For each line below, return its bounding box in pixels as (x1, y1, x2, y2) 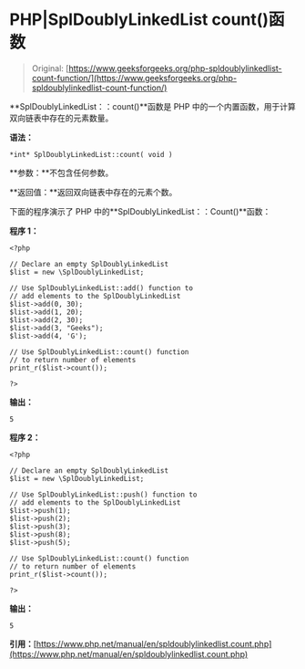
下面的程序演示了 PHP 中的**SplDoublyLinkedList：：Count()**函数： (9, 205, 271, 216)
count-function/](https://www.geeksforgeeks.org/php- (31, 72, 238, 83)
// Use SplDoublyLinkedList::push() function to (9, 490, 198, 499)
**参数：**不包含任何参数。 (9, 167, 114, 178)
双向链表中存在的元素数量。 (9, 112, 114, 123)
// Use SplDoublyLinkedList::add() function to (9, 283, 194, 293)
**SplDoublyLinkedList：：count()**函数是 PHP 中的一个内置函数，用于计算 (9, 100, 296, 111)
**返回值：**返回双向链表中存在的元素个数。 (9, 186, 178, 197)
